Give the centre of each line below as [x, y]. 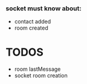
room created [31, 28]
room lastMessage [37, 69]
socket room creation [41, 76]
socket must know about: [44, 8]
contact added [33, 22]
